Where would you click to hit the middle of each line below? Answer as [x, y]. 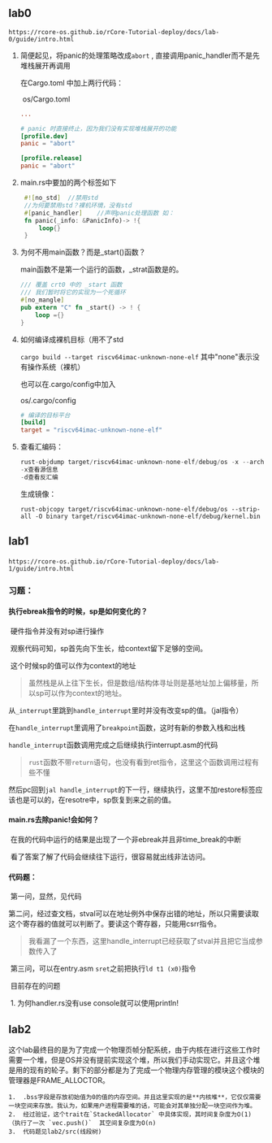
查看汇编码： [41, 447]
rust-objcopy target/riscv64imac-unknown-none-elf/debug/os [124, 509]
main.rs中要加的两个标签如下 [68, 183]
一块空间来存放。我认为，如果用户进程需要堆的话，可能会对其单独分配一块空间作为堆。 [132, 1106]
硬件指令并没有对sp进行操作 [57, 631]
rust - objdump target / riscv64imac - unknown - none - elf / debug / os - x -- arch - [144, 463]
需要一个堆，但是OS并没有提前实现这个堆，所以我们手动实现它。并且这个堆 [134, 1059]
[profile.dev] [44, 136]
